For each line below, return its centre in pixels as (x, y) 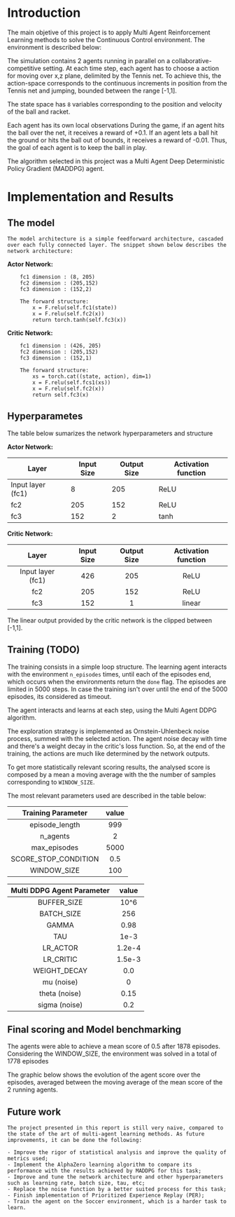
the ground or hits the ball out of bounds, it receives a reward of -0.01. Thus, (117, 140)
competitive (24, 68)
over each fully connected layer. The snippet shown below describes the (117, 245)
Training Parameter (55, 813)
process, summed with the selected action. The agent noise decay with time (117, 738)
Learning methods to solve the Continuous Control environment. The (106, 39)
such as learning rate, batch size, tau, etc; (76, 1183)
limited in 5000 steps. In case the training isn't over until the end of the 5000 (117, 689)
